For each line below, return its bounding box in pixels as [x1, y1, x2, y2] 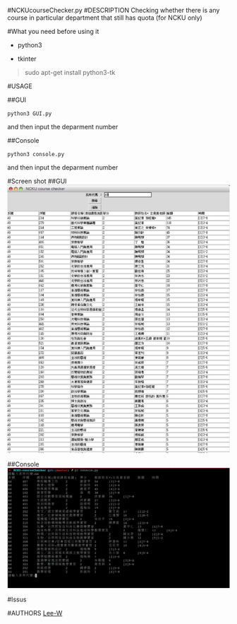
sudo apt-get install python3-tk [24, 69, 116, 76]
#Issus [7, 595, 27, 604]
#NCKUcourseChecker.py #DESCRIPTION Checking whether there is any [7, 6, 220, 14]
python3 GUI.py [7, 110, 52, 117]
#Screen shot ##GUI [7, 177, 67, 185]
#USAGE [7, 82, 33, 90]
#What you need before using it [7, 28, 99, 35]
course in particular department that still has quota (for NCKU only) [7, 13, 202, 22]
